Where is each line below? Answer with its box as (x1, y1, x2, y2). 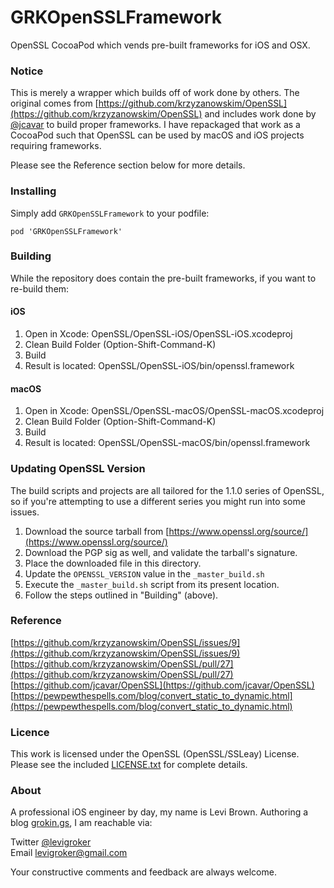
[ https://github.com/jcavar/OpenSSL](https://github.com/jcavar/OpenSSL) (10, 679, 315, 691)
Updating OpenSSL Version (10, 462, 146, 476)
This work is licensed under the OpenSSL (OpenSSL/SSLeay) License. (10, 748, 300, 760)
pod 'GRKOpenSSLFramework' (10, 226, 123, 236)
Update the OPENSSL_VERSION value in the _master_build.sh (24, 567, 265, 580)
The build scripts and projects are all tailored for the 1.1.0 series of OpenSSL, (10, 484, 325, 496)
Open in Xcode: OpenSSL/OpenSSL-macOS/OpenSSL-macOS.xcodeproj (24, 405, 325, 417)
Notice (10, 64, 44, 78)
